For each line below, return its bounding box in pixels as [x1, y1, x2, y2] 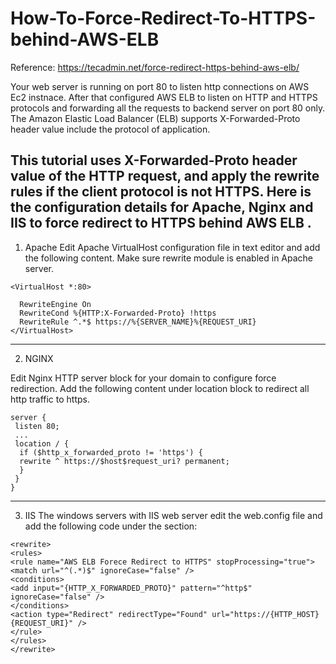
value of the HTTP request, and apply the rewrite [10, 168, 320, 185]
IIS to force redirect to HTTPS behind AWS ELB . [10, 215, 312, 232]
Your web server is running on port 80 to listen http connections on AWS [10, 80, 310, 92]
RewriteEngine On [19, 299, 92, 309]
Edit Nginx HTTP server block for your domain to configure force [10, 372, 277, 384]
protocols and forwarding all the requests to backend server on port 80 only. [10, 102, 326, 114]
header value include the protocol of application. [10, 123, 211, 135]
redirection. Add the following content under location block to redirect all [10, 382, 310, 394]
